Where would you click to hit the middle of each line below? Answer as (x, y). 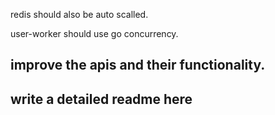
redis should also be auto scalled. (79, 14)
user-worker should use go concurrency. (94, 33)
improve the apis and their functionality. (138, 65)
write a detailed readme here (101, 99)
